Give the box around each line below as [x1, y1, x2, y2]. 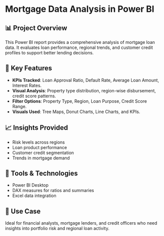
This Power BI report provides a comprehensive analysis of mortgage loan [5, 39, 155, 45]
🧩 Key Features [5, 64, 53, 73]
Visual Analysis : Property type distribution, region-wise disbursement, [12, 87, 156, 93]
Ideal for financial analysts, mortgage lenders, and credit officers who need [5, 220, 158, 226]
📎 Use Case [5, 207, 41, 215]
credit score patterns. [12, 93, 56, 99]
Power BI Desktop [12, 182, 49, 188]
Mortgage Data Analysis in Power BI [5, 3, 155, 15]
